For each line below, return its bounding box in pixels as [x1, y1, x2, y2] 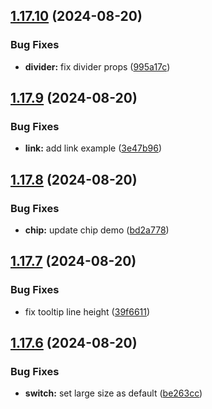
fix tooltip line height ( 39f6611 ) [24, 305, 151, 318]
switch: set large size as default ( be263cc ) [24, 387, 203, 399]
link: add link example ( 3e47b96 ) [24, 142, 163, 154]
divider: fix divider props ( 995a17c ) [24, 60, 171, 73]
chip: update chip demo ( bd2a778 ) [24, 224, 170, 236]
